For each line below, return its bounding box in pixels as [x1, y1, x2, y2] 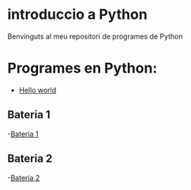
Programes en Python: [7, 59, 158, 77]
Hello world [18, 85, 57, 95]
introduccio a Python [7, 6, 148, 24]
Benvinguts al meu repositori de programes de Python [7, 32, 183, 41]
